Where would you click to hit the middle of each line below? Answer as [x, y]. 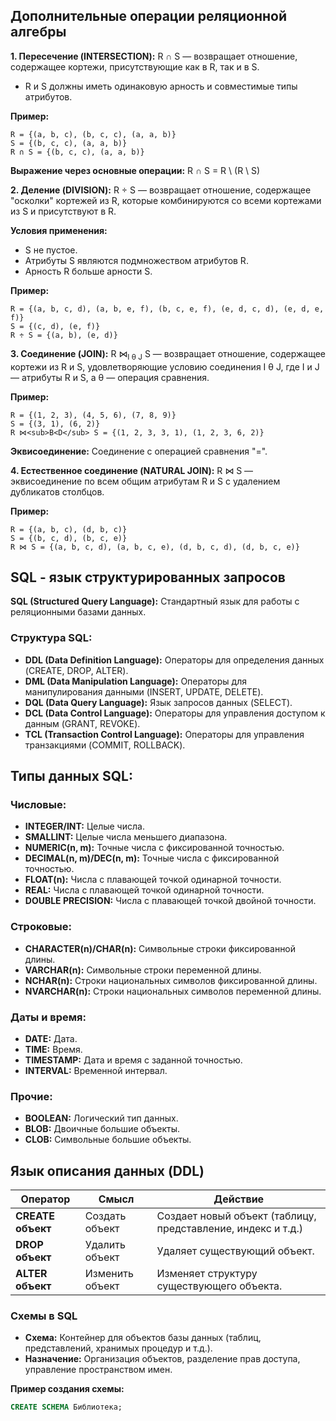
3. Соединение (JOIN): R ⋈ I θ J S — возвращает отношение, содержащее [168, 354]
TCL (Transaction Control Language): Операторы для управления [164, 734]
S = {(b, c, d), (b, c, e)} [69, 538]
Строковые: [41, 927]
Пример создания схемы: [67, 1389]
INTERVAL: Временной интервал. [96, 1070]
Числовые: [38, 805]
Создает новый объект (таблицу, [236, 1216]
